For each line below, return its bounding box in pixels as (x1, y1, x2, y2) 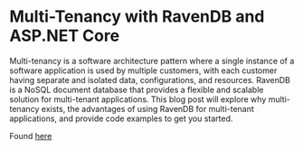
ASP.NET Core (9, 25, 120, 46)
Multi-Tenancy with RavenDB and (9, 6, 265, 27)
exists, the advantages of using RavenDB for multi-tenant (41, 103, 255, 114)
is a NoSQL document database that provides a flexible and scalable (9, 84, 264, 95)
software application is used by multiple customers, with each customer (9, 65, 278, 76)
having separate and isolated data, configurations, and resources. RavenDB (9, 74, 291, 85)
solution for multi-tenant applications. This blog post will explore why (9, 93, 267, 105)
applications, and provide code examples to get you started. (9, 113, 233, 124)
